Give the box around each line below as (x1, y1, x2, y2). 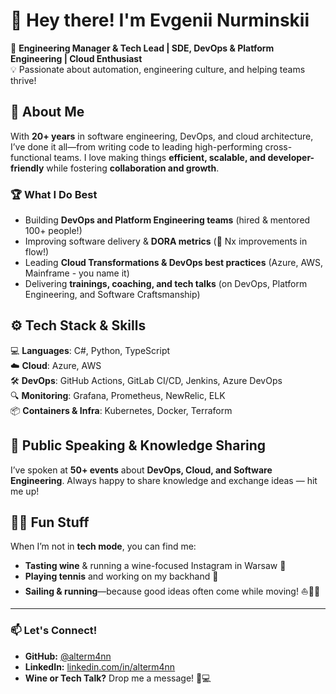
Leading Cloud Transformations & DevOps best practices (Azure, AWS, (24, 257, 324, 269)
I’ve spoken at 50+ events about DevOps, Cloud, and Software (10, 464, 273, 476)
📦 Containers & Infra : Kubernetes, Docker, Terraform (10, 404, 233, 416)
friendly (10, 162, 45, 174)
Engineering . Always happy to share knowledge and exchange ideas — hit (10, 474, 318, 486)
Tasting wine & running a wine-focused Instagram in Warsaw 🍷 (24, 560, 287, 572)
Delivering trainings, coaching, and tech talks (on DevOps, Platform (24, 278, 308, 290)
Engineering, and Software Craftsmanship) (24, 289, 201, 301)
